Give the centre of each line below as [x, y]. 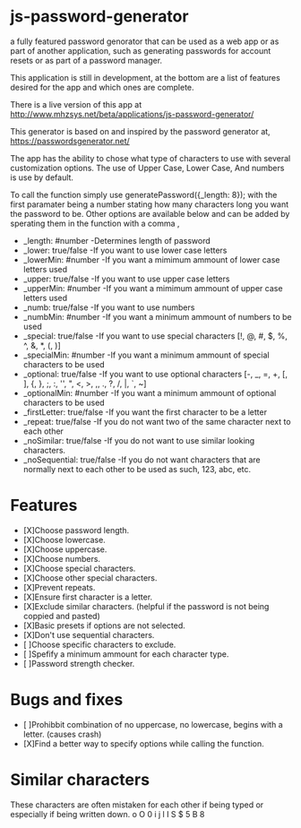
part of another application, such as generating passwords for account [141, 50]
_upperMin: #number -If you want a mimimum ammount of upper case [153, 288]
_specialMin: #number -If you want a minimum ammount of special [146, 355]
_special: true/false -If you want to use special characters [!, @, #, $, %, [155, 336]
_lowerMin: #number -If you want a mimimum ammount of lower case [151, 259]
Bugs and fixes [67, 700]
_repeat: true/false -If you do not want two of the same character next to [157, 421]
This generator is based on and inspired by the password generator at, [141, 131]
